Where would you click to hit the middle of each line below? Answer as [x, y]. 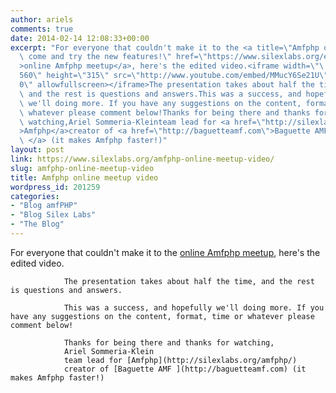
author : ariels [42, 19]
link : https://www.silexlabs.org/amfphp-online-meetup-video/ [142, 159]
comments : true [42, 29]
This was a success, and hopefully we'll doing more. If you [194, 307]
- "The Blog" [37, 224]
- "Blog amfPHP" [44, 206]
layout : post [37, 150]
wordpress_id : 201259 [55, 187]
